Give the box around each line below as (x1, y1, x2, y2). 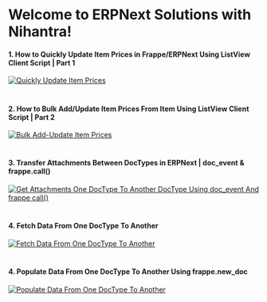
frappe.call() (8, 166, 51, 177)
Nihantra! (8, 22, 73, 41)
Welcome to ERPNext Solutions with (8, 6, 252, 24)
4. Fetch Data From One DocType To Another (8, 221, 159, 231)
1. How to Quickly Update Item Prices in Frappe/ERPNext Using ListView (8, 50, 251, 59)
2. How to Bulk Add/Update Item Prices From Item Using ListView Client (8, 104, 249, 113)
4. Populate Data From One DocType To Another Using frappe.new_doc (8, 266, 249, 276)
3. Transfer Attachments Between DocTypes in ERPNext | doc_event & (8, 158, 245, 168)
